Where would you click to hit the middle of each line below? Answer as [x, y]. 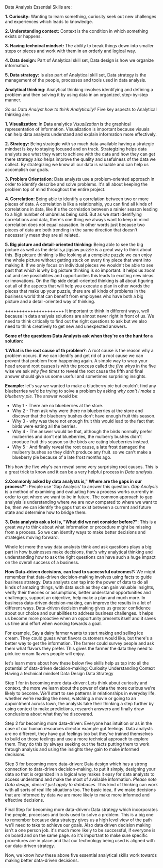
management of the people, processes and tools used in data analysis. [76, 80]
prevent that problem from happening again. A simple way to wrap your [76, 361]
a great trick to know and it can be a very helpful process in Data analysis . [80, 472]
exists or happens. [24, 36]
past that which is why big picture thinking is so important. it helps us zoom [80, 270]
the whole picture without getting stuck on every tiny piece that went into [78, 260]
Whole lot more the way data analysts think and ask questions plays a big [78, 547]
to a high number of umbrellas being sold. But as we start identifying [73, 214]
